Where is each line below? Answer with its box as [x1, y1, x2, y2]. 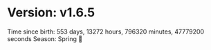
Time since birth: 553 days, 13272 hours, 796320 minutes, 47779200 [7, 27, 205, 36]
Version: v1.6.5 [7, 5, 95, 21]
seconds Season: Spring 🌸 [7, 34, 83, 42]
